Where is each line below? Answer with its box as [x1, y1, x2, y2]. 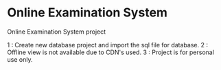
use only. [7, 55, 33, 63]
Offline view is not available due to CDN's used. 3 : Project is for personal [7, 48, 215, 56]
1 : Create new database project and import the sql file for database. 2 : [7, 40, 208, 49]
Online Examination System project [7, 27, 106, 36]
